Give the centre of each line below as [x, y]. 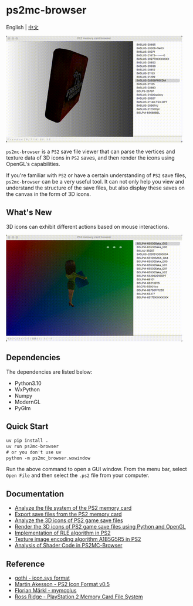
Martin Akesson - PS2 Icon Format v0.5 [62, 584]
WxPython [27, 389]
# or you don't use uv [34, 452]
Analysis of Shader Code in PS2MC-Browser [68, 546]
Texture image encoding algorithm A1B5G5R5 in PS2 [78, 539]
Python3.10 [28, 383]
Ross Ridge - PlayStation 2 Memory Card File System [79, 597]
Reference [26, 564]
